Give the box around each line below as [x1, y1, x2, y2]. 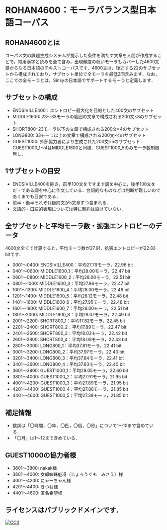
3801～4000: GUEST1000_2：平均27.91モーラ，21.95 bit [12, 374, 128, 380]
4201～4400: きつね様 [12, 484, 58, 490]
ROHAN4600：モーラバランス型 [5, 4, 139, 16]
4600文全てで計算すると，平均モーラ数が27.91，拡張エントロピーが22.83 [5, 245, 156, 251]
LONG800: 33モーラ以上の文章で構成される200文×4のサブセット [12, 132, 147, 138]
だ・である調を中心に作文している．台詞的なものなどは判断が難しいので [12, 187, 161, 193]
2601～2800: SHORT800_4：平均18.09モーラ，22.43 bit [12, 337, 128, 343]
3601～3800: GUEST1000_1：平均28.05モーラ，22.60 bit [12, 367, 128, 373]
